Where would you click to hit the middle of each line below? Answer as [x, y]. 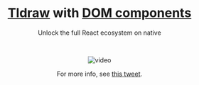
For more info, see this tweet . [99, 74]
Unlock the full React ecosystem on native [99, 33]
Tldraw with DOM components [99, 13]
